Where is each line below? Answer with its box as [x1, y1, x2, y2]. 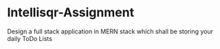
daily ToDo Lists [7, 34, 53, 42]
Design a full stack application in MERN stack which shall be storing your [7, 27, 213, 35]
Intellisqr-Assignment [7, 5, 135, 20]
